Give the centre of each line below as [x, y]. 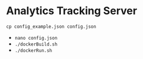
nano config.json [36, 38]
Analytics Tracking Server [72, 11]
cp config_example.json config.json [51, 27]
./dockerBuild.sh [36, 44]
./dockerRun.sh [33, 50]
